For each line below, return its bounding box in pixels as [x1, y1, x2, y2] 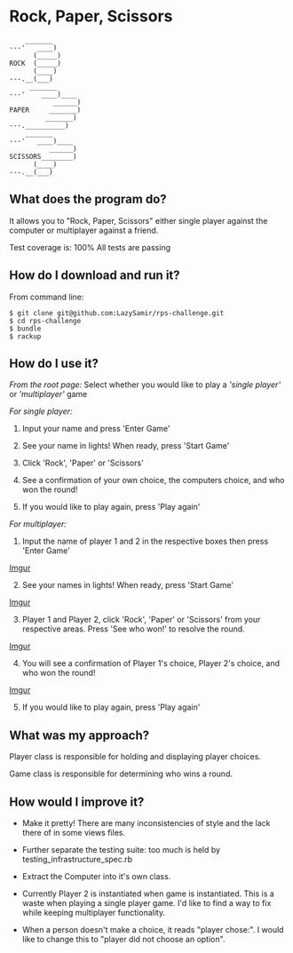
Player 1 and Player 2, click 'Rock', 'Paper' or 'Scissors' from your [21, 615, 261, 625]
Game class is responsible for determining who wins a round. [9, 768, 234, 779]
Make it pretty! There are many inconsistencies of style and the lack [21, 818, 271, 828]
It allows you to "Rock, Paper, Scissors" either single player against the [9, 215, 268, 226]
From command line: [9, 291, 84, 302]
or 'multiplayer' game [9, 389, 88, 400]
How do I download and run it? [9, 268, 180, 283]
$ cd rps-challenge [9, 316, 82, 325]
